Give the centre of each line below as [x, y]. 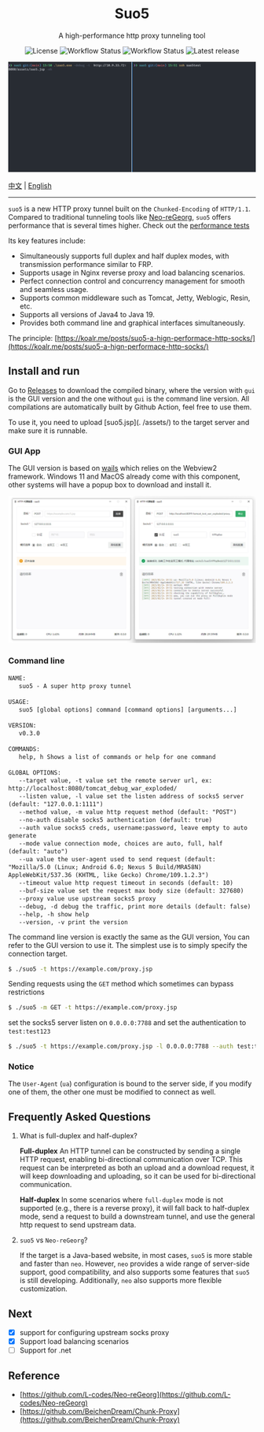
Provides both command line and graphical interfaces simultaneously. [132, 323]
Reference [34, 1376]
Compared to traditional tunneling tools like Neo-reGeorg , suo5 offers [120, 216]
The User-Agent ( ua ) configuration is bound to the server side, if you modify [130, 1084]
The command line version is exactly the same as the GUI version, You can [129, 937]
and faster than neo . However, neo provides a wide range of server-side [134, 1264]
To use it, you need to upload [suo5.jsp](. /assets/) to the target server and [129, 422]
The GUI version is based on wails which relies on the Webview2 [113, 468]
